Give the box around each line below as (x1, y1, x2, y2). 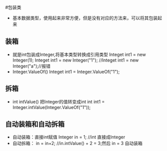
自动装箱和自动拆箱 (5, 120, 65, 128)
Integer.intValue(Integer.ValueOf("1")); (12, 104, 91, 110)
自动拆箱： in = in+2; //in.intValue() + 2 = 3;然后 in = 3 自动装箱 (12, 140, 143, 146)
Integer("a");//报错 (12, 63, 51, 69)
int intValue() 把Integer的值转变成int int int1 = (12, 98, 105, 104)
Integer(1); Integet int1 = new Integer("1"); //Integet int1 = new (12, 57, 139, 63)
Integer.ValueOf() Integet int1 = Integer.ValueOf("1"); (12, 68, 120, 74)
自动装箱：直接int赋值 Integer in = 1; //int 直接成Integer (12, 134, 125, 140)
